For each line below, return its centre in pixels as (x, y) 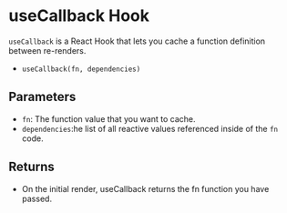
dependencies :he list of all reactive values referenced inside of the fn (150, 128)
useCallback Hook (79, 16)
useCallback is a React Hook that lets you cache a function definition (137, 41)
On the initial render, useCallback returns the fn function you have (145, 188)
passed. (36, 198)
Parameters (42, 97)
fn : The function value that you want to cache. (109, 118)
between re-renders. (47, 50)
